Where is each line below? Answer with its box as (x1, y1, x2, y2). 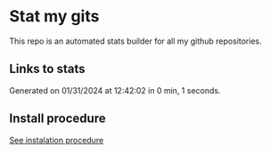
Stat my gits (9, 6, 100, 27)
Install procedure (9, 111, 106, 126)
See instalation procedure (9, 134, 104, 145)
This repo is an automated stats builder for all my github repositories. (9, 36, 262, 46)
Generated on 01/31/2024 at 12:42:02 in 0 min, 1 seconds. (9, 85, 221, 95)
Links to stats (9, 61, 86, 77)
